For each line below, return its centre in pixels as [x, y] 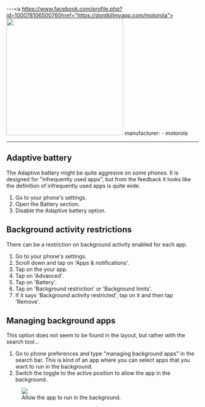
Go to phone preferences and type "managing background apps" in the [105, 354]
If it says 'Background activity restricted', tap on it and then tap [94, 295]
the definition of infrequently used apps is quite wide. [73, 185]
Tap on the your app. [41, 269]
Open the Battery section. [48, 204]
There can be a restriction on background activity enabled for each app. [97, 244]
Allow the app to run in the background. [71, 398]
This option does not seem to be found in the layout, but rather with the [96, 336]
